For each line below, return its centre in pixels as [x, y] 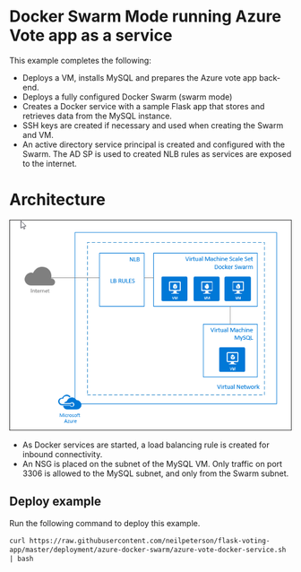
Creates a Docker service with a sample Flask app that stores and [143, 106]
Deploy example [55, 502]
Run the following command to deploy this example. [105, 523]
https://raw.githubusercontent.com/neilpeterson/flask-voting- [150, 541]
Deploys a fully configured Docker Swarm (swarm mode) [127, 97]
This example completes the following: [81, 60]
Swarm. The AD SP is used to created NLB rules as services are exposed [157, 153]
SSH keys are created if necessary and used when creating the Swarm [153, 125]
